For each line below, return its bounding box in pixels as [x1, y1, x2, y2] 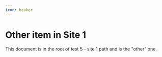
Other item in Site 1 [5, 29, 87, 40]
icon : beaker [5, 7, 33, 13]
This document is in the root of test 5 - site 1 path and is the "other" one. [5, 46, 157, 52]
